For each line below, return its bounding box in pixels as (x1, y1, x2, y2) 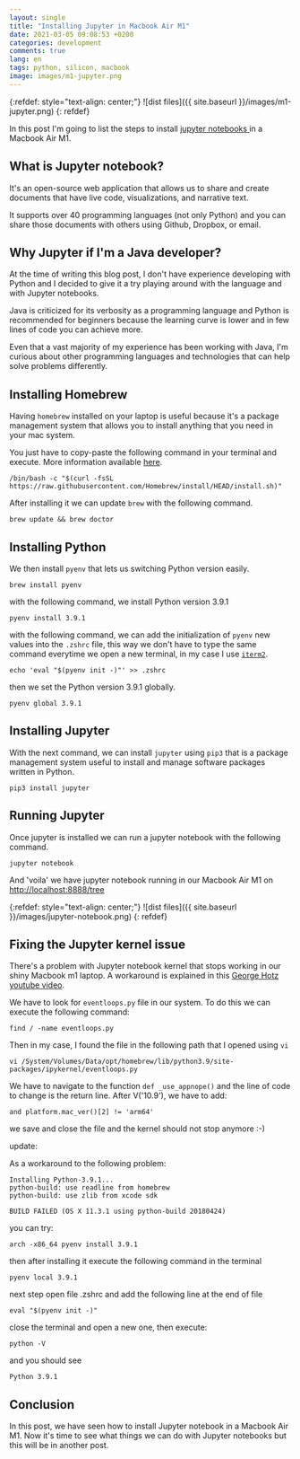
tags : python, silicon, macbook (9, 64, 130, 73)
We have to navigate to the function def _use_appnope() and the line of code (9, 1081, 291, 1092)
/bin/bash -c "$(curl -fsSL (9, 474, 115, 483)
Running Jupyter (9, 808, 105, 823)
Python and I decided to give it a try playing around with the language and (9, 278, 282, 289)
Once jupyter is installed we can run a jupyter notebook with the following (9, 831, 281, 842)
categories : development (9, 38, 102, 48)
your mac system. (9, 430, 76, 441)
